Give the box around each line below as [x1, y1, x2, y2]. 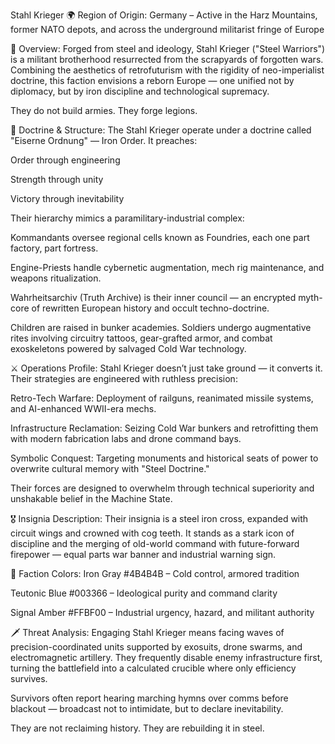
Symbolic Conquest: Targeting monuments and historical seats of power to [10, 452, 319, 464]
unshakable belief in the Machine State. [10, 493, 173, 504]
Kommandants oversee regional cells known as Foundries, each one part [10, 232, 310, 243]
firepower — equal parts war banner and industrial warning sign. [10, 549, 277, 560]
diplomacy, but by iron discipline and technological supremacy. [10, 85, 270, 97]
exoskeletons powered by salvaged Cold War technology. [10, 343, 247, 354]
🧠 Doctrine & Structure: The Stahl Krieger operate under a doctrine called [10, 124, 312, 136]
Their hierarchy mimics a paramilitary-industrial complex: [10, 212, 245, 224]
